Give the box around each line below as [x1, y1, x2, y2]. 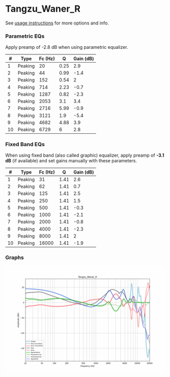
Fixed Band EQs [5, 140, 45, 148]
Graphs [5, 254, 24, 261]
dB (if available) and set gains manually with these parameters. [5, 158, 137, 164]
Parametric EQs [5, 33, 45, 40]
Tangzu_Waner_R [5, 3, 80, 15]
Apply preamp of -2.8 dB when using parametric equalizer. [5, 44, 128, 50]
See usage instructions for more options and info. [5, 20, 109, 26]
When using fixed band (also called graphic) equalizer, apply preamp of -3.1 [5, 152, 164, 158]
